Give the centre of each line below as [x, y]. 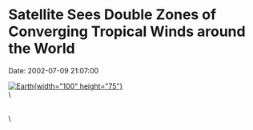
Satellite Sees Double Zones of [112, 15]
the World [42, 49]
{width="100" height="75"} [78, 86]
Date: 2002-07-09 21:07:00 [54, 70]
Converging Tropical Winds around [127, 32]
